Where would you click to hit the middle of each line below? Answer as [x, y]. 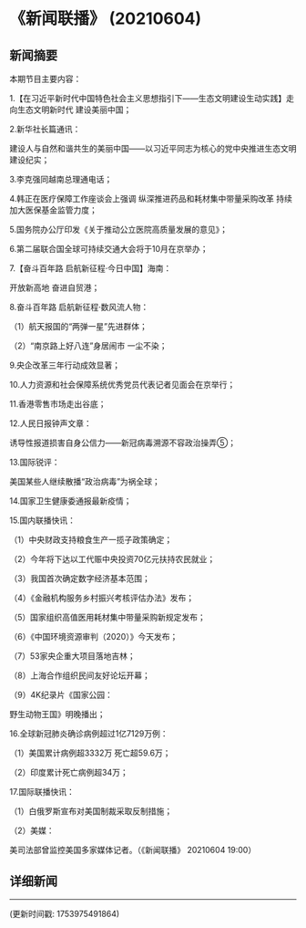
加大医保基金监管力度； [53, 210]
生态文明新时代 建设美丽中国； [74, 109]
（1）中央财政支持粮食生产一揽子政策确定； [91, 540]
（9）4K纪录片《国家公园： [61, 695]
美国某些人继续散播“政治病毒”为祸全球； [85, 481]
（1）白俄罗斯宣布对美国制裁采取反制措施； [91, 811]
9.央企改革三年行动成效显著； [65, 365]
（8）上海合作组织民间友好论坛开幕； [80, 675]
